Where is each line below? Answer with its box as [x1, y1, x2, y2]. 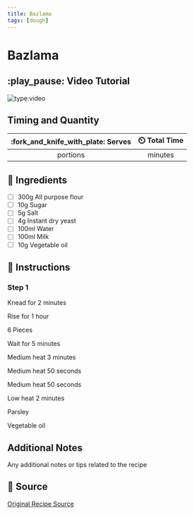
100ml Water [17, 225, 54, 233]
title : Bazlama [7, 10, 52, 18]
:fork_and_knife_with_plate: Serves [11, 137, 132, 147]
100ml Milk [17, 232, 49, 241]
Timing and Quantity [7, 114, 100, 126]
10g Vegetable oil [17, 240, 68, 249]
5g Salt [17, 209, 39, 217]
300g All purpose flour [17, 193, 84, 201]
